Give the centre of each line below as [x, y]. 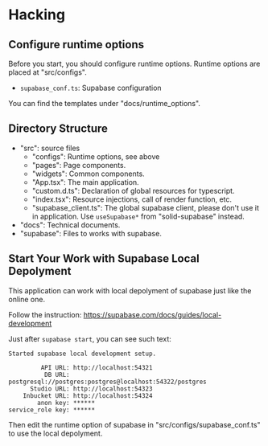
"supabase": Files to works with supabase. [91, 233]
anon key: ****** [66, 403]
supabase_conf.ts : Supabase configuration [91, 88]
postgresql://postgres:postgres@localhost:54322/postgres [107, 382]
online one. [27, 299]
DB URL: [57, 374]
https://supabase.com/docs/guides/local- [153, 314]
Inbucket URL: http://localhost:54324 [88, 395]
